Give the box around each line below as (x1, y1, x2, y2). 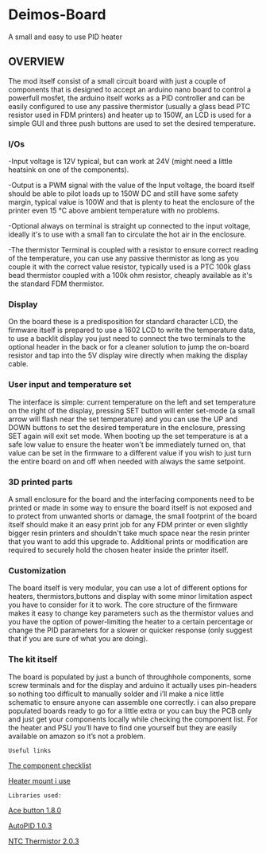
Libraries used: (8, 791, 62, 800)
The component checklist (8, 761, 92, 770)
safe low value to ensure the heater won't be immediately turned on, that (8, 440, 246, 449)
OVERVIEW (8, 55, 65, 68)
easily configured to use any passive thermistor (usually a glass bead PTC (8, 101, 251, 111)
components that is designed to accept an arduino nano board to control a (8, 84, 252, 94)
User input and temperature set (8, 379, 132, 390)
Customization (8, 565, 67, 576)
